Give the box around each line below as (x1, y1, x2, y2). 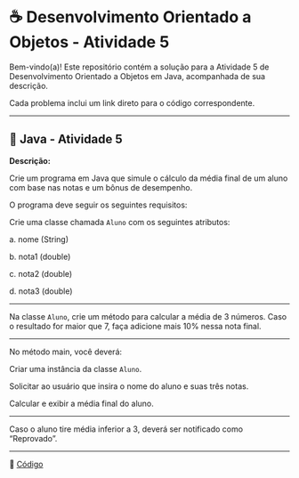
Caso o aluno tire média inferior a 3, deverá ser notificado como (9, 424, 243, 434)
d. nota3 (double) (9, 286, 73, 296)
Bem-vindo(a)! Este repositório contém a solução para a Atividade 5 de (9, 61, 270, 72)
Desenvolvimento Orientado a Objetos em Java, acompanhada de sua (9, 70, 265, 81)
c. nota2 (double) (9, 268, 73, 279)
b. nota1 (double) (9, 251, 71, 262)
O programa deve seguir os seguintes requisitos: (9, 199, 188, 210)
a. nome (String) (9, 233, 69, 245)
